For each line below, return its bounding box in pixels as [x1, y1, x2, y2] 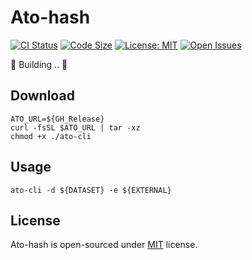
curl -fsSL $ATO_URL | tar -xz [10, 122, 141, 133]
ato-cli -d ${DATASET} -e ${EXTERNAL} [10, 185, 172, 195]
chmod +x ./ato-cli [10, 131, 92, 141]
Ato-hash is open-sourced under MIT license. [10, 239, 198, 251]
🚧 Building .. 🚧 [10, 58, 68, 70]
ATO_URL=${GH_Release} [10, 114, 105, 124]
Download [10, 87, 75, 105]
